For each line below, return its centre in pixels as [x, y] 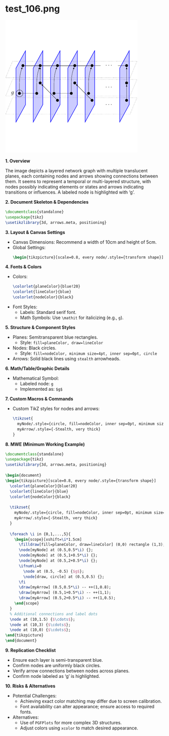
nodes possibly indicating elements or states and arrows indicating [75, 187]
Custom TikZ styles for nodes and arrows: [56, 409]
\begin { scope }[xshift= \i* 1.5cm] [48, 539]
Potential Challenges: [34, 696]
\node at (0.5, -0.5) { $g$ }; [54, 571]
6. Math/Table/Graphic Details [37, 369]
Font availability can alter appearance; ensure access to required [87, 707]
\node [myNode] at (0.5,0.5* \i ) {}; [56, 550]
